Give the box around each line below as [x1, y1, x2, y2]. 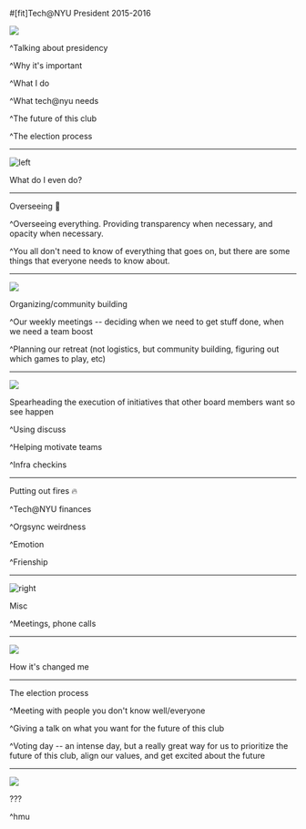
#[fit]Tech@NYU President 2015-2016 [9, 8, 152, 18]
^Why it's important [9, 60, 83, 71]
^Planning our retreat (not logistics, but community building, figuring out [9, 343, 280, 354]
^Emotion [9, 539, 45, 549]
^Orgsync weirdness [9, 521, 87, 532]
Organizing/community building [9, 299, 127, 309]
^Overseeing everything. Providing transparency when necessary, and [9, 219, 273, 229]
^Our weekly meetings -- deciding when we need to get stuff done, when [9, 316, 284, 327]
